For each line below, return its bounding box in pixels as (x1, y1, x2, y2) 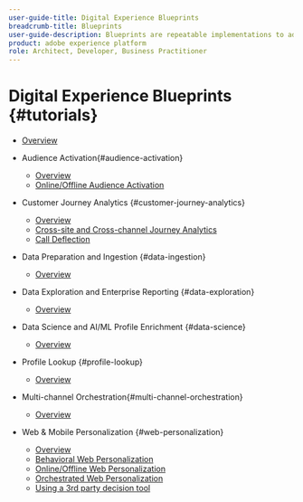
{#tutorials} (8, 105, 99, 126)
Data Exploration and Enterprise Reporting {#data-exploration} (21, 287, 255, 298)
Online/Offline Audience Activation (34, 180, 165, 191)
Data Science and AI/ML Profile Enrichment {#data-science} (21, 322, 246, 333)
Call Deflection (34, 234, 91, 245)
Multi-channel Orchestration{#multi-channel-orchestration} (21, 392, 243, 403)
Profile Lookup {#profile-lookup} (21, 356, 144, 367)
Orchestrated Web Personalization (34, 473, 164, 484)
